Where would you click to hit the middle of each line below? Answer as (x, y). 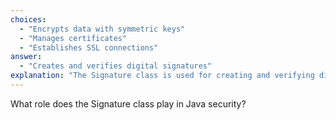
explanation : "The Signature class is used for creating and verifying (162, 76)
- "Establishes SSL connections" (89, 47)
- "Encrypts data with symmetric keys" (102, 29)
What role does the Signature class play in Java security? (128, 103)
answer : (26, 57)
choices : (28, 19)
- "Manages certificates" (73, 38)
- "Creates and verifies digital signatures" (116, 66)
